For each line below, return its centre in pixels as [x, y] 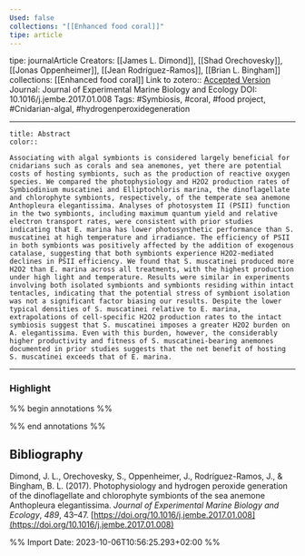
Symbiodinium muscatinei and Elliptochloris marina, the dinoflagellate [150, 190]
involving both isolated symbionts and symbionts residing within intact [152, 286]
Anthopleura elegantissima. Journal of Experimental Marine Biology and [144, 505]
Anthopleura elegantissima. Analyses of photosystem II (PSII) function [150, 206]
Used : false [32, 18]
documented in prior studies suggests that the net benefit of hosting [148, 349]
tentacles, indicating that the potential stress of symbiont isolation [150, 293]
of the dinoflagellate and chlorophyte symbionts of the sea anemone [138, 496]
